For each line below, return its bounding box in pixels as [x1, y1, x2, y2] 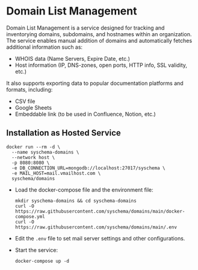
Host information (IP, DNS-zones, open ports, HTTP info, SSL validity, [14, 61, 188, 69]
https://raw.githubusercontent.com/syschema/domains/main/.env [14, 224, 178, 230]
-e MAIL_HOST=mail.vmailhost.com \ [11, 170, 101, 176]
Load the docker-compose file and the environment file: [14, 186, 153, 193]
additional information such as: [6, 43, 83, 51]
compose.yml [14, 213, 45, 219]
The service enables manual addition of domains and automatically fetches [6, 37, 193, 44]
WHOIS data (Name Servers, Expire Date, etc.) [14, 55, 131, 62]
